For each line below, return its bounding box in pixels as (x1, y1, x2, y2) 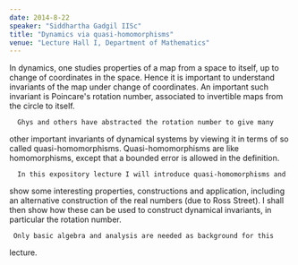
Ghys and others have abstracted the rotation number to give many (17, 118, 275, 127)
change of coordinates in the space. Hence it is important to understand (9, 73, 276, 83)
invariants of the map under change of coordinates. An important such (9, 81, 269, 92)
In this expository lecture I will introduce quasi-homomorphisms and (17, 170, 286, 179)
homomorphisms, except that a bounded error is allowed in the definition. (9, 153, 280, 164)
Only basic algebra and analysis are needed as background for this (13, 232, 275, 241)
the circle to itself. (9, 100, 75, 112)
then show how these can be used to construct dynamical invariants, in (9, 205, 272, 216)
